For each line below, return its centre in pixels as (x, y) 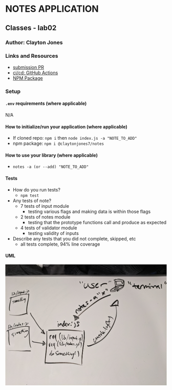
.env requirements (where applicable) (46, 103)
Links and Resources (32, 56)
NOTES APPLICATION (52, 9)
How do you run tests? (36, 189)
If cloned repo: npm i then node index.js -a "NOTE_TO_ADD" (75, 138)
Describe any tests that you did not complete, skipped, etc (74, 239)
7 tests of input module (45, 206)
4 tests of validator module (49, 228)
